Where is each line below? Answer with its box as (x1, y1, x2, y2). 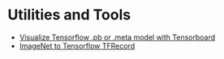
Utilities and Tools (7, 6, 131, 24)
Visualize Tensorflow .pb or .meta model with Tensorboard (19, 32, 216, 42)
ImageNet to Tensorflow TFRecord (19, 40, 136, 50)
